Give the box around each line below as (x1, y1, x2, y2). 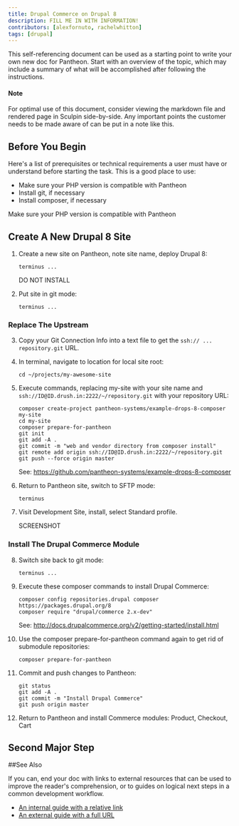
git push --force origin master (18, 455, 115, 462)
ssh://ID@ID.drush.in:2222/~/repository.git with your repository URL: (18, 392, 229, 400)
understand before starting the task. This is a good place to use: (8, 167, 196, 175)
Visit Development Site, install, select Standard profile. (18, 508, 178, 516)
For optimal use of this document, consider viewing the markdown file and (8, 105, 226, 113)
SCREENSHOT (18, 521, 61, 530)
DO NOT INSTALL (18, 276, 70, 285)
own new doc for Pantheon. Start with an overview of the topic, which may (8, 58, 227, 66)
